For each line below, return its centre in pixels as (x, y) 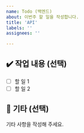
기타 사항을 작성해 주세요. (35, 124)
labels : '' (19, 28)
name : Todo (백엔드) (29, 11)
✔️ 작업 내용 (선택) (36, 64)
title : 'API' (22, 22)
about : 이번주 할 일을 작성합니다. (43, 17)
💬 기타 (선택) (27, 109)
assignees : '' (23, 33)
